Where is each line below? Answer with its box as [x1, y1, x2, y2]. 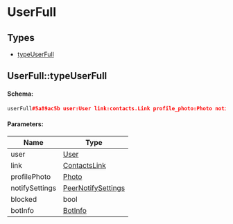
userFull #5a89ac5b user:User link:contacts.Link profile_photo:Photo [7, 105, 213, 112]
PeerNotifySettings [62, 183, 126, 193]
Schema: [7, 89, 34, 98]
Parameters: [7, 120, 44, 128]
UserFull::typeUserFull [7, 70, 107, 82]
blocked [10, 194, 37, 204]
